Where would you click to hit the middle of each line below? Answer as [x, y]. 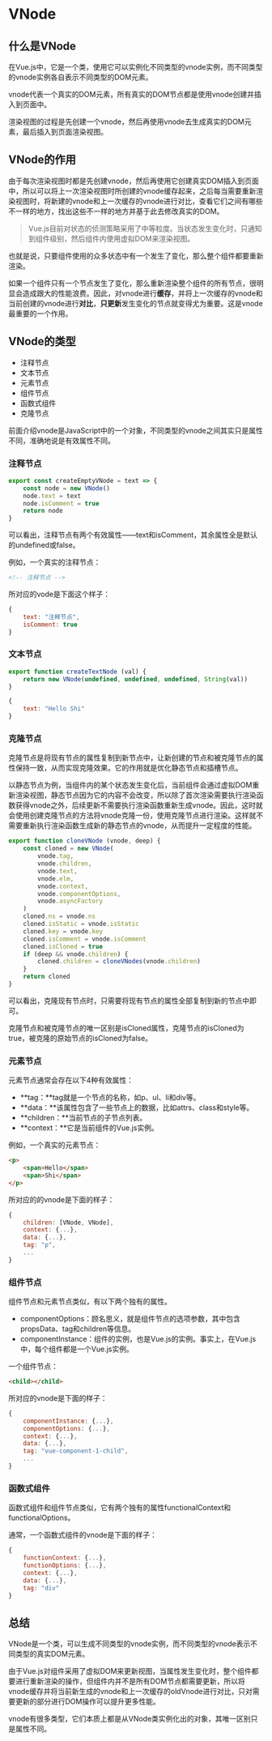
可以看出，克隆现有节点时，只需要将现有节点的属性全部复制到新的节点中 [129, 1001]
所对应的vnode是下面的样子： [58, 1397]
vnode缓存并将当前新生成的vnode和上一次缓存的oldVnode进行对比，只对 [130, 1692]
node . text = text [52, 496]
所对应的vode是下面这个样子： [59, 594]
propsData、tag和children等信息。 [78, 1329]
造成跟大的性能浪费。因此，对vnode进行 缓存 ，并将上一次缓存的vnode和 [142, 293]
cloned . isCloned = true [63, 946]
